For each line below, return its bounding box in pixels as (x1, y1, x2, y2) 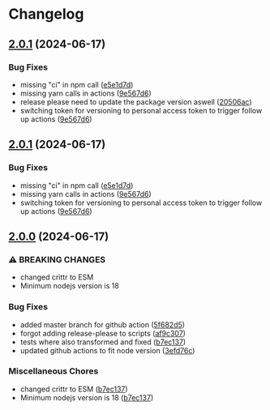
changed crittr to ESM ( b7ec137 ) (19, 384, 128, 394)
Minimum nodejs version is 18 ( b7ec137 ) (19, 392, 154, 402)
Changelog (8, 5, 84, 23)
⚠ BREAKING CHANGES (8, 254, 106, 265)
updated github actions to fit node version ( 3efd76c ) (19, 345, 195, 355)
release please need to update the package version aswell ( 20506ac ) (19, 96, 252, 106)
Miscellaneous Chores (8, 365, 99, 377)
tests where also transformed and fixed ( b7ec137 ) (19, 337, 186, 347)
